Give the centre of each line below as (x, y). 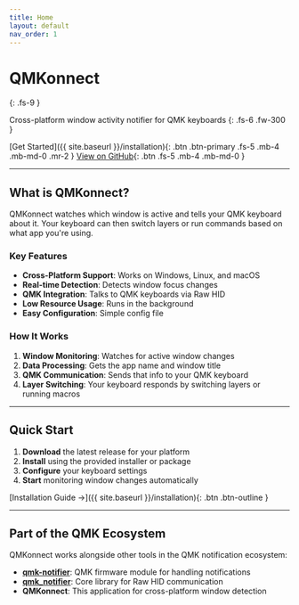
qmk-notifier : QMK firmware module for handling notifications (136, 572)
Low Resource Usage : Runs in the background (108, 304)
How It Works (39, 337)
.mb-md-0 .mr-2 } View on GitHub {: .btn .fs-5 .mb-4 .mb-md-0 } (127, 156)
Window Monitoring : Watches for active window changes (128, 356)
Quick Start (41, 430)
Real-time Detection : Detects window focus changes (120, 285)
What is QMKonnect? (69, 192)
